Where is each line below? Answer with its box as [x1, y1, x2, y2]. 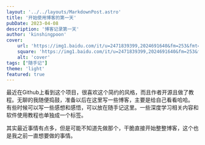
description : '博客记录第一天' [6, 26, 79, 32]
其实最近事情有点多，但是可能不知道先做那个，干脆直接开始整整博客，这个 [6, 124, 193, 132]
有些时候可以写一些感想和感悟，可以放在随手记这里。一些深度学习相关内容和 [6, 104, 199, 111]
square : [17, 49, 37, 55]
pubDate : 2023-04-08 [6, 20, 59, 26]
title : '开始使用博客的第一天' [6, 15, 77, 21]
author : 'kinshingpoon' [6, 32, 67, 38]
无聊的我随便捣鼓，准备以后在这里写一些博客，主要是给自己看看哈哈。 [16, 96, 193, 104]
